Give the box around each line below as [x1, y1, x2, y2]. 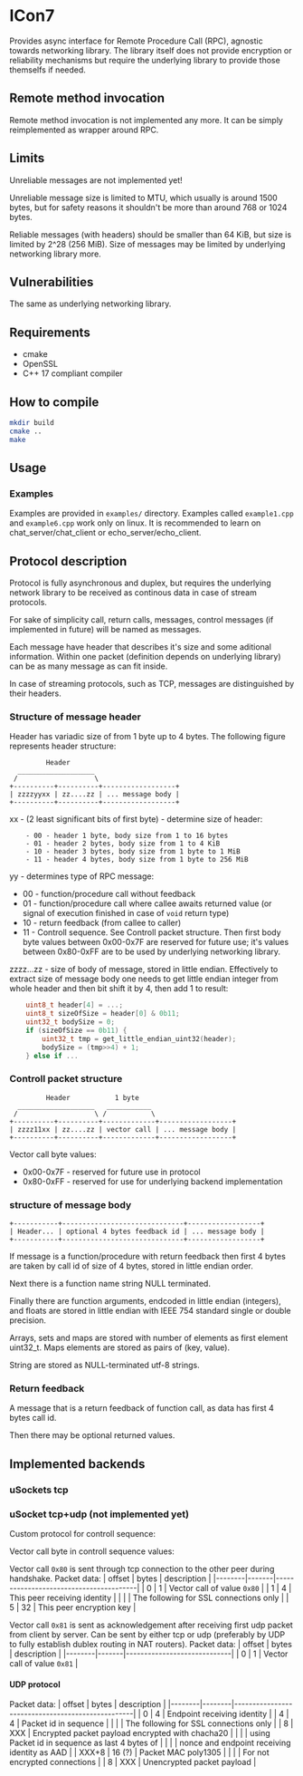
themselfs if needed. [9, 64, 86, 75]
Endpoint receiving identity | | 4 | [166, 1709, 289, 1720]
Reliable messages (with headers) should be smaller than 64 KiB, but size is [9, 228, 292, 240]
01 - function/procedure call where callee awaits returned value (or [22, 898, 272, 909]
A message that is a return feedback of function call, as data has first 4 [9, 1403, 274, 1414]
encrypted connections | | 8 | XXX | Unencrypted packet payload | [9, 1757, 257, 1768]
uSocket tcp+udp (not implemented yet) [9, 1508, 190, 1520]
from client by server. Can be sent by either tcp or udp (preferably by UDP [9, 1629, 286, 1640]
